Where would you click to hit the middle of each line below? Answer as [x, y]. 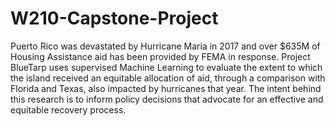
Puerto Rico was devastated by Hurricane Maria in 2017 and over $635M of [165, 46]
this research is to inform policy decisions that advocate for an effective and [167, 99]
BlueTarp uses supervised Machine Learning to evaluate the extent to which [166, 67]
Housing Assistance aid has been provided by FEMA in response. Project [160, 56]
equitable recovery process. [68, 109]
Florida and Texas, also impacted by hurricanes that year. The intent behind [166, 88]
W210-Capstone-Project [114, 18]
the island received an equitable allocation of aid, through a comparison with [168, 78]
